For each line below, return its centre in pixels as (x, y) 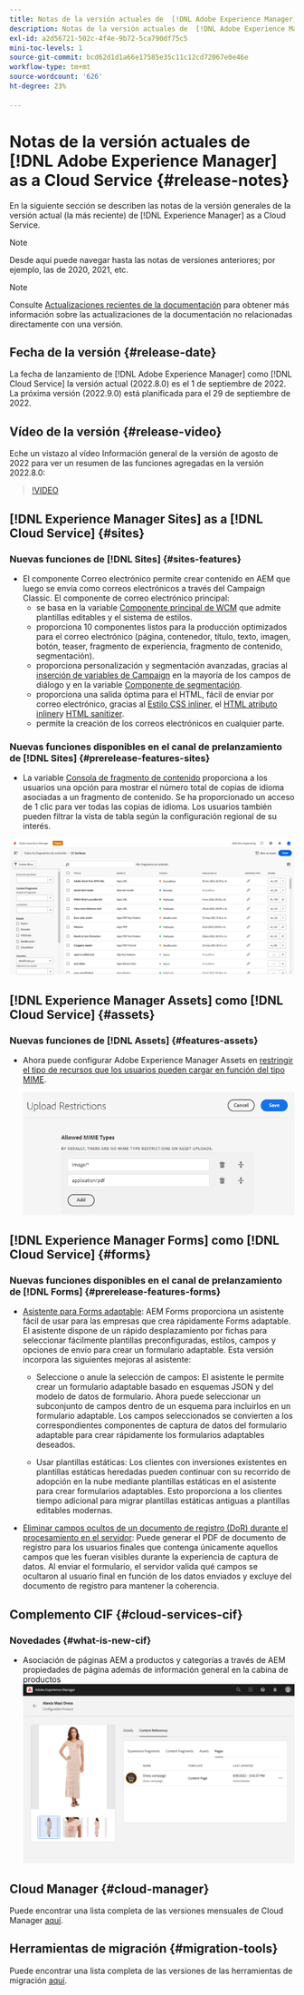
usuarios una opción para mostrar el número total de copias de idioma (153, 787)
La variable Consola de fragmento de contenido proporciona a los (145, 778)
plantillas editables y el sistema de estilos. (114, 617)
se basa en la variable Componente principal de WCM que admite (158, 607)
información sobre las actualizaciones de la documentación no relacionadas (151, 314)
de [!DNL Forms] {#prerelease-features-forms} (115, 1292)
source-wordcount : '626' (56, 77)
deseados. (56, 1445)
